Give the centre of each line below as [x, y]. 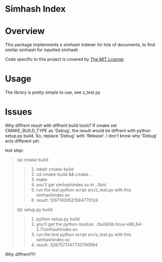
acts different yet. [22, 141]
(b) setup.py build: [35, 210]
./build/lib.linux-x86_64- [119, 224]
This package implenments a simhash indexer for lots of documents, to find [80, 45]
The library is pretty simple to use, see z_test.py [53, 92]
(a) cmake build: [33, 160]
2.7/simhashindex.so [57, 229]
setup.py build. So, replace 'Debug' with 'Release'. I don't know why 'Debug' [81, 136]
